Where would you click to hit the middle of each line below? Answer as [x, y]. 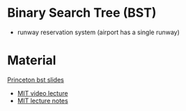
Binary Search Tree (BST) [82, 13]
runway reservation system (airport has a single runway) [98, 32]
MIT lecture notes [42, 101]
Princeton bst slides [36, 80]
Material [32, 60]
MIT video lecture [42, 93]
